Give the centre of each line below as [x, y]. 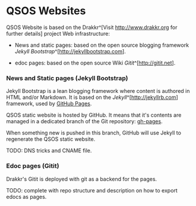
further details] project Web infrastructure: [58, 33]
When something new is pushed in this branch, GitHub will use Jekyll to [94, 133]
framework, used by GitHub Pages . [49, 104]
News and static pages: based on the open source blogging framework [102, 45]
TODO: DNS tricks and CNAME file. [49, 151]
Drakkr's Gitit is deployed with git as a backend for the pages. [82, 179]
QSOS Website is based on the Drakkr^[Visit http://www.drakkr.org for [92, 27]
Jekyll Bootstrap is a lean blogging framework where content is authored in [98, 91]
